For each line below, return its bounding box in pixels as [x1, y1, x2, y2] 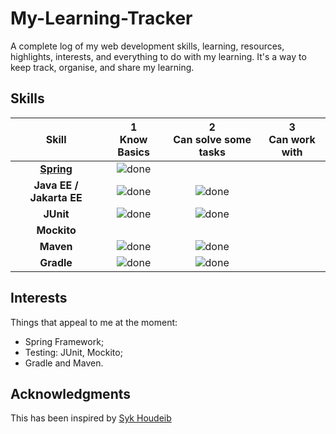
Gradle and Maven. [24, 357, 104, 369]
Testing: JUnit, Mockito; [24, 346, 123, 358]
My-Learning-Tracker [10, 7, 193, 30]
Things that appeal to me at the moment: [10, 316, 178, 328]
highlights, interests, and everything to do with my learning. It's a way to [10, 50, 307, 62]
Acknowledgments [10, 385, 132, 402]
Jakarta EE [29, 190, 83, 204]
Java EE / [33, 178, 79, 192]
